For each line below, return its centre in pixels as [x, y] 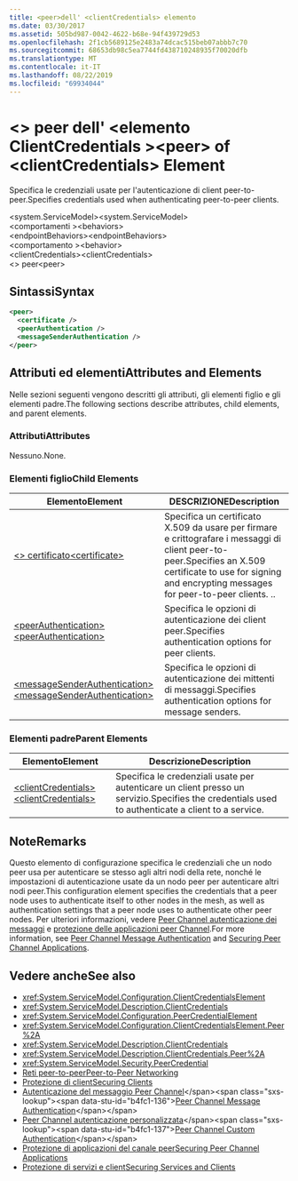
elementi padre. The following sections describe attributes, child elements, [144, 403]
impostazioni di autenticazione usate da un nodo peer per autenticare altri [144, 882]
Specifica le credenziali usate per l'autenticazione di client [116, 190]
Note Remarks [48, 841]
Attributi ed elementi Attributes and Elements [135, 373]
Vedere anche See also [72, 975]
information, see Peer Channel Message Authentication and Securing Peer [145, 938]
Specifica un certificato [212, 516]
